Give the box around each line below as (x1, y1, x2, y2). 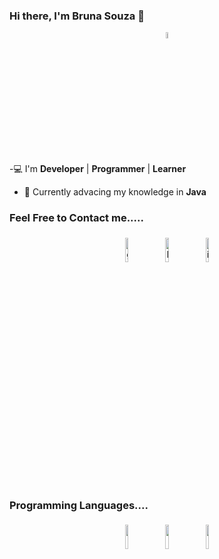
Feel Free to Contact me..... (9, 211, 144, 225)
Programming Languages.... (9, 498, 149, 512)
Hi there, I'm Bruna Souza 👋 (9, 9, 145, 23)
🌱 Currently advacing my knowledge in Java (23, 186, 207, 198)
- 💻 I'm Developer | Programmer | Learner (9, 163, 187, 175)
